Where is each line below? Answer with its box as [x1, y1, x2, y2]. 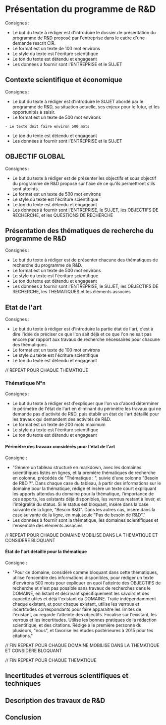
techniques [5, 679, 41, 688]
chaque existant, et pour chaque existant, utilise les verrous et [12, 601, 140, 607]
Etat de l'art [5, 303, 42, 312]
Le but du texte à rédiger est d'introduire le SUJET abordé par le [12, 98, 144, 104]
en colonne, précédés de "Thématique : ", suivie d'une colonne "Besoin [12, 475, 159, 481]
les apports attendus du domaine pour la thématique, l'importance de [12, 490, 154, 496]
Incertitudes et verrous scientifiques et [5, 672, 129, 680]
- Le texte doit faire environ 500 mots [5, 124, 90, 129]
